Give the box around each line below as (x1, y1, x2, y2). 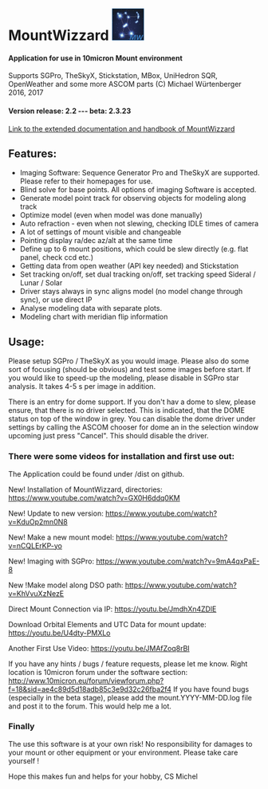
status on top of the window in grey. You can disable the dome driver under (8, 414, 256, 424)
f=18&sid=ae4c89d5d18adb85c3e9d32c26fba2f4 (8, 684, 171, 693)
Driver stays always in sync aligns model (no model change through (19, 287, 243, 296)
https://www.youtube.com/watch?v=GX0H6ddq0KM (8, 493, 181, 502)
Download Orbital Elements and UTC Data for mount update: (8, 619, 207, 629)
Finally (8, 721, 35, 732)
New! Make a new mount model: (8, 532, 114, 542)
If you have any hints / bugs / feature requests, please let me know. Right (8, 658, 248, 669)
